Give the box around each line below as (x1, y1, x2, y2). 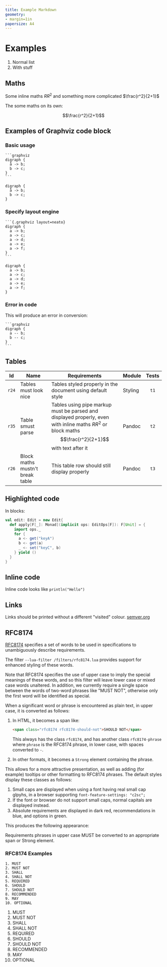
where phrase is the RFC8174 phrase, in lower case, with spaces (12, 741, 144, 747)
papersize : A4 (5, 21, 35, 26)
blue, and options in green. (12, 813, 68, 819)
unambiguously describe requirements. (5, 647, 85, 653)
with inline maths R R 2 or (51, 420, 108, 428)
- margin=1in (5, 16, 32, 21)
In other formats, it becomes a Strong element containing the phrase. (12, 756, 154, 762)
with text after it (51, 445, 88, 452)
